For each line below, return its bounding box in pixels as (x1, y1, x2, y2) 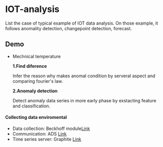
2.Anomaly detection (12, 88, 58, 94)
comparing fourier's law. (12, 78, 63, 84)
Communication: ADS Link (12, 130, 67, 136)
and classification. (12, 103, 51, 109)
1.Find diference (12, 63, 47, 69)
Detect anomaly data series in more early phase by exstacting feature (12, 97, 156, 103)
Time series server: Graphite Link (12, 136, 82, 142)
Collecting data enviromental (5, 114, 67, 120)
